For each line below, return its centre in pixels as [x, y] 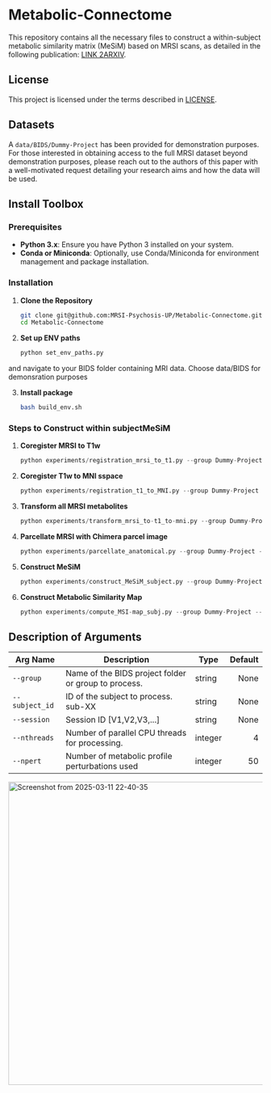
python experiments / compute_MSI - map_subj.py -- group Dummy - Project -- [141, 612]
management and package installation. [84, 262]
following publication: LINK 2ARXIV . [67, 54]
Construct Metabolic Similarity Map [81, 597]
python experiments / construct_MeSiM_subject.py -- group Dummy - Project [141, 581]
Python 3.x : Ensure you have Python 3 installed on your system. [127, 245]
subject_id [33, 706]
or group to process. [104, 683]
